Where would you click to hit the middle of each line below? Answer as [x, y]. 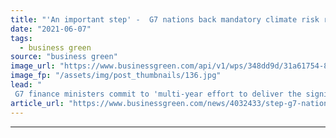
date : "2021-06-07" [51, 29]
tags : [21, 38]
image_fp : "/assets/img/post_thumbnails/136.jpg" [116, 76]
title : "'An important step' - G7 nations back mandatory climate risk [165, 19]
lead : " [26, 85]
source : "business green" [64, 57]
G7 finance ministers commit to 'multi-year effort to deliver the [158, 94]
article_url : [37, 103]
